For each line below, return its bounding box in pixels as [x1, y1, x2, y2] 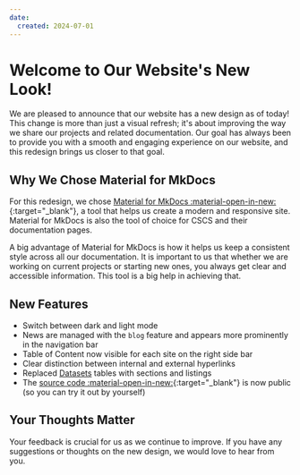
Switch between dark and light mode [21, 320, 159, 331]
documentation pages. [9, 225, 92, 235]
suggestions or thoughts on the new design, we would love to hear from [9, 445, 275, 456]
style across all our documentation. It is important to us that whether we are [9, 251, 288, 262]
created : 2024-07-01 [17, 21, 94, 30]
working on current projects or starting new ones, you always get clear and [9, 261, 287, 272]
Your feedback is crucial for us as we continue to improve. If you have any [9, 436, 283, 447]
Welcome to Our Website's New [9, 60, 251, 81]
